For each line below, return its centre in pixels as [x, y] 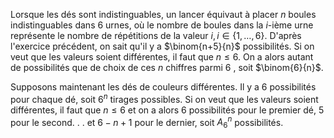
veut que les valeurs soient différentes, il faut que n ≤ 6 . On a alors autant [162, 57]
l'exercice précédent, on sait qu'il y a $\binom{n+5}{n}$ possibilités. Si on [162, 46]
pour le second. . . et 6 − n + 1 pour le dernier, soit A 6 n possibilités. [147, 122]
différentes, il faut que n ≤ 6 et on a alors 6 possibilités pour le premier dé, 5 [167, 110]
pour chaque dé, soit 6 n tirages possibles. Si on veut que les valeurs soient [164, 98]
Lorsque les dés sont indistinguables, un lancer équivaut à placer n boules [163, 14]
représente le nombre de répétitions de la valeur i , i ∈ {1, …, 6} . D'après [156, 35]
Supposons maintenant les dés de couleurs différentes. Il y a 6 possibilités [163, 87]
